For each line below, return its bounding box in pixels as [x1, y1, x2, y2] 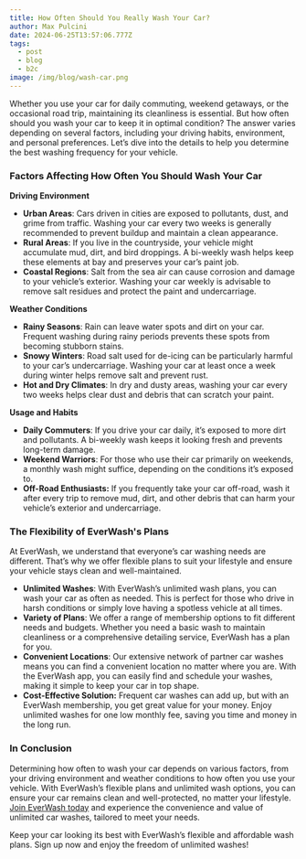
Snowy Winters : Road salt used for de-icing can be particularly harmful [22, 350, 294, 361]
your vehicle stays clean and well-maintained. [9, 565, 182, 576]
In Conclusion [9, 742, 73, 755]
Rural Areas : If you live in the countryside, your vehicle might [22, 237, 254, 248]
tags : [9, 38, 30, 48]
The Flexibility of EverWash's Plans [9, 525, 169, 538]
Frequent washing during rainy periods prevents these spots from [22, 331, 270, 342]
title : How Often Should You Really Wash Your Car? [9, 13, 210, 23]
